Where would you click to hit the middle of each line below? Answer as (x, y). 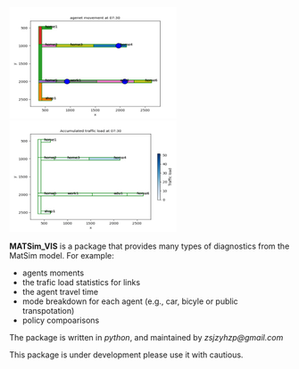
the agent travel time (60, 292)
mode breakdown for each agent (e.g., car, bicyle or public (130, 301)
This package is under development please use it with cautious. (126, 355)
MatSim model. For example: (62, 255)
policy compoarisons (61, 320)
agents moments (53, 273)
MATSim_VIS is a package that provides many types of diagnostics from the (149, 246)
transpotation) (48, 311)
